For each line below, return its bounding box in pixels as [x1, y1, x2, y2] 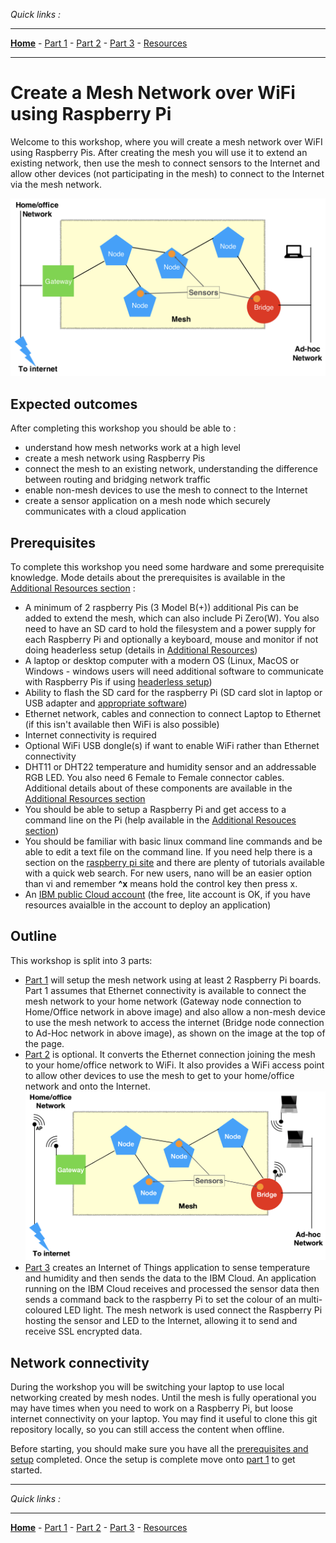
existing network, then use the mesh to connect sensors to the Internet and [10, 157, 321, 169]
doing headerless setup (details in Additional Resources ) [24, 644, 258, 656]
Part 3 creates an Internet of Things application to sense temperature [24, 1262, 311, 1274]
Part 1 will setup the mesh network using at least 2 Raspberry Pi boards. [24, 974, 322, 986]
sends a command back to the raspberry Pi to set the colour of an [24, 1294, 297, 1306]
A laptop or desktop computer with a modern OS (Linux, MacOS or [24, 655, 300, 667]
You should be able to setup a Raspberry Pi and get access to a [24, 804, 287, 816]
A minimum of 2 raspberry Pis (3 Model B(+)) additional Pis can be [24, 602, 300, 614]
